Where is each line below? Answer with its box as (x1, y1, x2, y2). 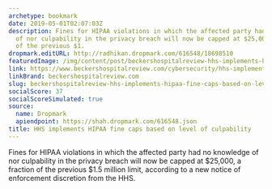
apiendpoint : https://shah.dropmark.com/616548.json (15, 118, 198, 126)
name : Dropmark (15, 110, 67, 118)
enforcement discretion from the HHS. (8, 173, 136, 183)
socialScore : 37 (8, 87, 63, 96)
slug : (8, 79, 27, 88)
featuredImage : (8, 58, 60, 66)
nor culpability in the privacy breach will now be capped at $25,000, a (8, 156, 241, 165)
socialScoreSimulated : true (8, 95, 104, 103)
